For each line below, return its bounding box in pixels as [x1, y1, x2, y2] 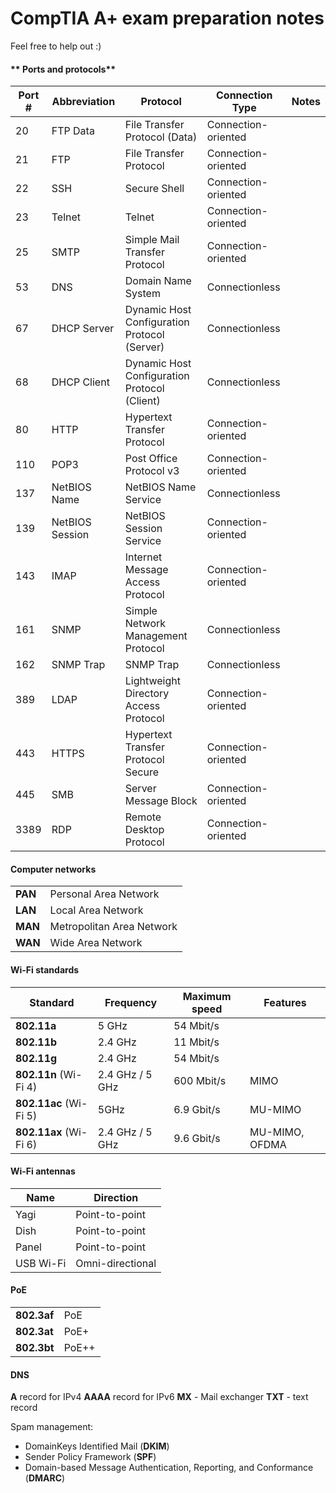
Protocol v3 [124, 464, 180, 478]
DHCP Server [51, 322, 115, 336]
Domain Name [124, 274, 192, 288]
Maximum [182, 989, 232, 1003]
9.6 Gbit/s [173, 1131, 221, 1145]
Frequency [104, 995, 158, 1009]
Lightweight [124, 674, 181, 688]
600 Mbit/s [173, 1073, 227, 1087]
